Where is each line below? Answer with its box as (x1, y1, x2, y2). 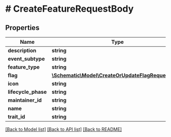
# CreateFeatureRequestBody (5, 3, 134, 15)
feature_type (8, 64, 40, 70)
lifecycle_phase (8, 89, 47, 95)
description (8, 47, 37, 54)
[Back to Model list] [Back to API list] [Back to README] (5, 126, 122, 132)
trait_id (8, 113, 25, 120)
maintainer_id (8, 97, 42, 103)
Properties (5, 23, 40, 32)
